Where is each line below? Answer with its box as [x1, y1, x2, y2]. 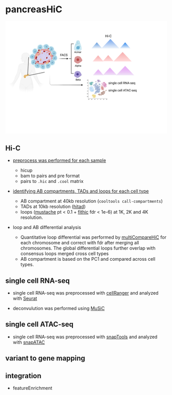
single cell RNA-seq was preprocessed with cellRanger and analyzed [12, 289, 159, 296]
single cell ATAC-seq [5, 320, 73, 329]
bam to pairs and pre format [20, 173, 80, 179]
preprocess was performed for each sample [12, 157, 106, 163]
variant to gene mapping [5, 354, 86, 363]
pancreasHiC [5, 4, 63, 15]
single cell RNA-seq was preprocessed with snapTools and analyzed [12, 334, 158, 340]
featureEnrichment [12, 385, 52, 391]
